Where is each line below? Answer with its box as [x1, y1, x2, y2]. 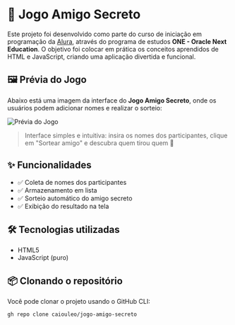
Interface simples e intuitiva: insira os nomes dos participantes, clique [24, 131, 228, 139]
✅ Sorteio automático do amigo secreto [17, 194, 133, 203]
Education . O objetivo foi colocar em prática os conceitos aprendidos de [7, 45, 219, 53]
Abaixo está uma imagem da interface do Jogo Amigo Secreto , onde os [7, 96, 217, 105]
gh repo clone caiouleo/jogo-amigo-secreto [7, 311, 138, 318]
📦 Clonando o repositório [7, 275, 123, 287]
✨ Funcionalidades [7, 159, 92, 171]
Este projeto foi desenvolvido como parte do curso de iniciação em [7, 30, 203, 38]
